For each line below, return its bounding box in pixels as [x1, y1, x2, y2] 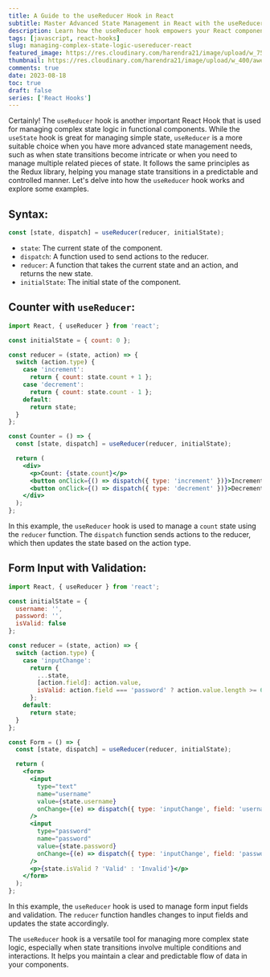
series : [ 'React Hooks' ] [8, 94, 92, 102]
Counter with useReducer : [8, 300, 135, 314]
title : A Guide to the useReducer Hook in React [8, 11, 174, 20]
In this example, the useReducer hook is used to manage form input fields [8, 902, 249, 911]
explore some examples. [8, 184, 90, 193]
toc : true [8, 79, 42, 87]
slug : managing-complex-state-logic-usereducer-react [8, 42, 193, 50]
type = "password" [37, 828, 92, 836]
